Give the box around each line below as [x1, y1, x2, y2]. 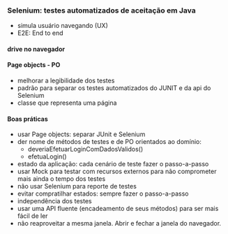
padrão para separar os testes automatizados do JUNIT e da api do [17, 84, 211, 92]
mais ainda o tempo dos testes [17, 175, 106, 183]
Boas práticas [7, 115, 48, 123]
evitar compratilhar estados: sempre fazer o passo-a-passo [17, 189, 189, 198]
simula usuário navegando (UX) [17, 22, 108, 30]
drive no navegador [7, 45, 65, 53]
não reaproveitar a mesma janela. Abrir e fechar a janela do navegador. [17, 219, 222, 228]
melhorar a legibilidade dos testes [17, 76, 115, 85]
